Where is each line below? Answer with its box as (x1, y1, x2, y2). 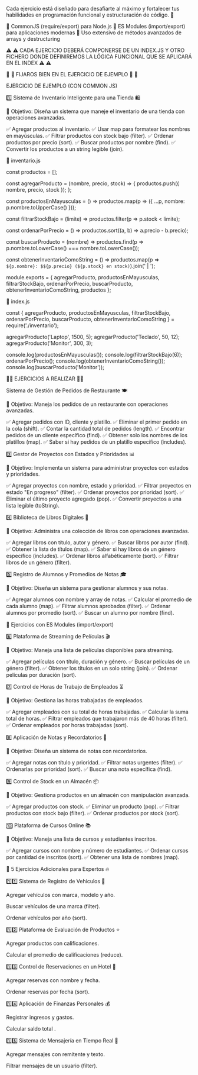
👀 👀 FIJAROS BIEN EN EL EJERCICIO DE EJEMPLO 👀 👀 (6, 71, 138, 78)
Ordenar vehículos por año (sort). (6, 914, 87, 921)
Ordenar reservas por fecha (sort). (6, 988, 90, 995)
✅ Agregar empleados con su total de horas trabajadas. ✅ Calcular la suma (6, 708, 189, 715)
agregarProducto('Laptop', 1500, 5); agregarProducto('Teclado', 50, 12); (6, 334, 180, 340)
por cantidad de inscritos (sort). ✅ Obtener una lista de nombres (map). (6, 854, 180, 860)
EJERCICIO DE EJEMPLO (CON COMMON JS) (6, 82, 118, 89)
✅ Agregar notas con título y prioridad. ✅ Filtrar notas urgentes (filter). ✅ (6, 759, 183, 766)
